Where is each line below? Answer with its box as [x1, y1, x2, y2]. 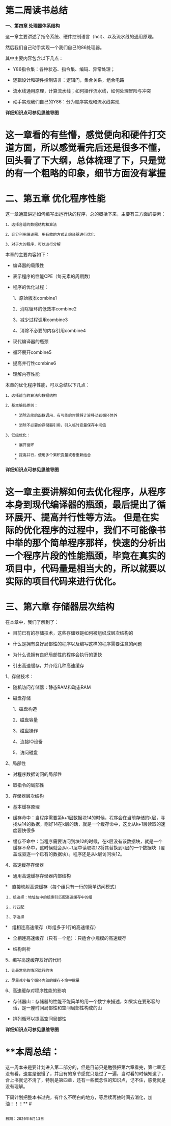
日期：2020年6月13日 [5, 1116, 44, 1121]
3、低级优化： [5, 433, 31, 438]
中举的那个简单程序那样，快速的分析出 [5, 537, 166, 549]
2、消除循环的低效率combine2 [12, 306, 77, 312]
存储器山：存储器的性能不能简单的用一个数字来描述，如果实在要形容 [12, 998, 156, 1005]
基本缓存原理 [12, 804, 40, 810]
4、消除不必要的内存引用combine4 [12, 328, 86, 334]
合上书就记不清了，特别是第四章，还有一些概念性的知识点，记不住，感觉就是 [5, 1077, 166, 1083]
